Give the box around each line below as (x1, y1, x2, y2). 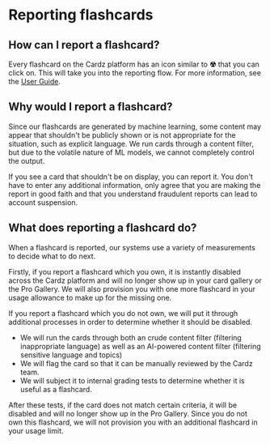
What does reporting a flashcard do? (8, 221, 197, 235)
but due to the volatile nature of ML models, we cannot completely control (8, 147, 255, 157)
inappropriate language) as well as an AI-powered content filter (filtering (19, 341, 261, 351)
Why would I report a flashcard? (8, 100, 173, 114)
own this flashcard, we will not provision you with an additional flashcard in (8, 417, 258, 427)
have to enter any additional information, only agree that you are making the (8, 180, 261, 190)
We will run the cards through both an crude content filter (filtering (19, 332, 243, 342)
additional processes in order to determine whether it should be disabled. (8, 317, 253, 327)
